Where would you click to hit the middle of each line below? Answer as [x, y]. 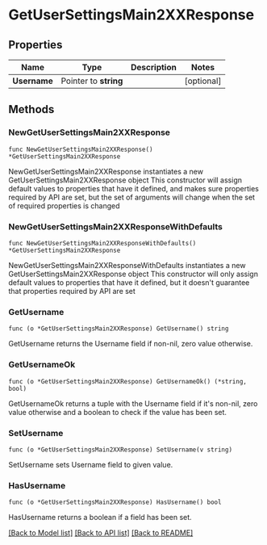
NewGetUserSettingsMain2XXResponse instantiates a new [106, 171]
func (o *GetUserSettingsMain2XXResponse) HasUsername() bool [115, 502]
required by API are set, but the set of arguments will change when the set [132, 197]
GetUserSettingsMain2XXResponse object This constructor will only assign [133, 274]
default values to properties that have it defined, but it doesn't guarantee [129, 282]
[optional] [203, 81]
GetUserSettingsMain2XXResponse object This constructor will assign [125, 180]
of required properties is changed [64, 205]
